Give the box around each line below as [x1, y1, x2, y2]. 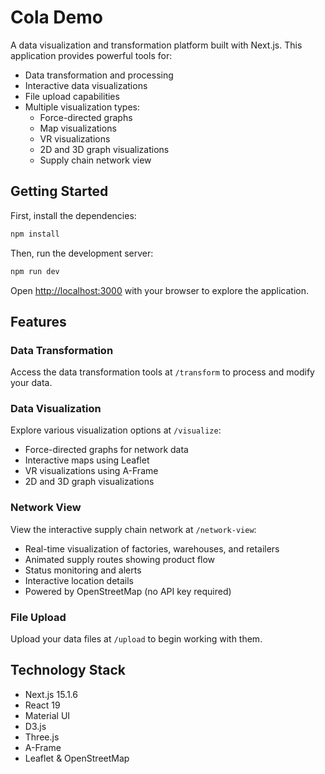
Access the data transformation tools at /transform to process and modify [10, 366, 315, 378]
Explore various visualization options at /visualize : [10, 424, 222, 436]
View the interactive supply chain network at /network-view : [10, 523, 257, 535]
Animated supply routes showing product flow [24, 553, 216, 565]
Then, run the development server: [10, 247, 154, 259]
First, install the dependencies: [10, 209, 137, 221]
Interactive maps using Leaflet [24, 454, 150, 466]
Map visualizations [39, 122, 117, 134]
